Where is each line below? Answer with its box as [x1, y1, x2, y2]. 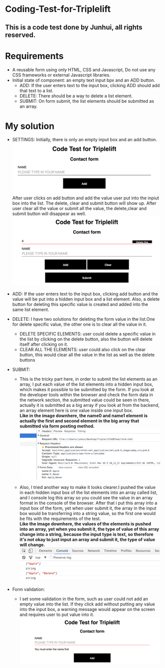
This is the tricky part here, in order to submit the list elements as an [19, 376, 158, 382]
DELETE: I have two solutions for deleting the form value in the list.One [12, 316, 155, 322]
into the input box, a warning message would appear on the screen [19, 607, 155, 612]
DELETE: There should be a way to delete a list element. [19, 92, 133, 99]
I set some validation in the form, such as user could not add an [19, 596, 148, 602]
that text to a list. [19, 88, 54, 93]
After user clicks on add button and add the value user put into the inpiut [12, 195, 160, 201]
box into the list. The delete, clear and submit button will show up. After [12, 200, 157, 206]
